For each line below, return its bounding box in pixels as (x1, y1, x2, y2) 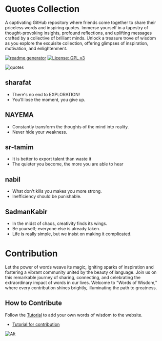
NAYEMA (5, 111, 34, 119)
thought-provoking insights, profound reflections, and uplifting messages (5, 30, 152, 36)
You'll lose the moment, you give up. (12, 97, 85, 102)
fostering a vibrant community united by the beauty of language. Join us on (5, 269, 157, 275)
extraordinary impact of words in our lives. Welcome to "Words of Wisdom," (5, 280, 158, 285)
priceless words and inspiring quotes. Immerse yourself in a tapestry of (5, 24, 149, 30)
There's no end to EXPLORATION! (12, 91, 80, 97)
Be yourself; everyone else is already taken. (12, 226, 101, 231)
